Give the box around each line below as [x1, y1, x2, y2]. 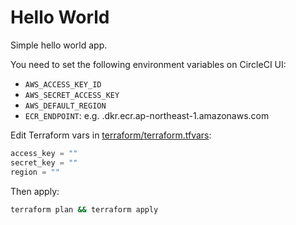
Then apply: [10, 185, 60, 197]
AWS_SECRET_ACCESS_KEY [24, 90, 120, 100]
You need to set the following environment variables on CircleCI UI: [10, 58, 287, 70]
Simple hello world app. [10, 39, 108, 51]
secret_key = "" [10, 157, 78, 168]
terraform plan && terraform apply [10, 204, 159, 215]
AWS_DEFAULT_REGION [24, 101, 107, 111]
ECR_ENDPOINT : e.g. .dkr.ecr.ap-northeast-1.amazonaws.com [24, 109, 270, 121]
